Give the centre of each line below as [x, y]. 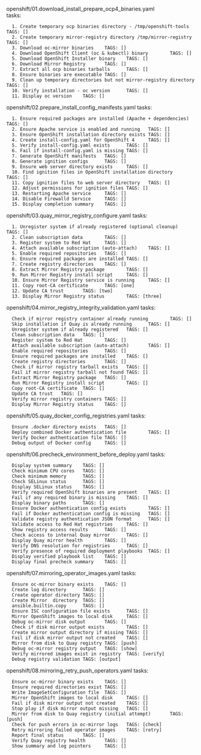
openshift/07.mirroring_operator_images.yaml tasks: [72, 573]
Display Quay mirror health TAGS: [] [69, 540]
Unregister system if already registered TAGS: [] [80, 330]
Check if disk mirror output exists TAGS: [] [80, 627]
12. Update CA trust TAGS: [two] [62, 291]
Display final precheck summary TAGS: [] [69, 562]
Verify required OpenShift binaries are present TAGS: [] [91, 492]
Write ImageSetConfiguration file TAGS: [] [69, 693]
